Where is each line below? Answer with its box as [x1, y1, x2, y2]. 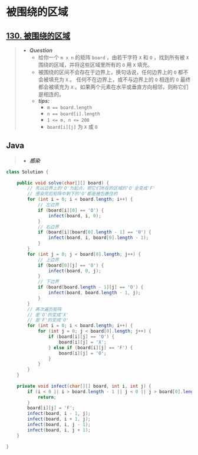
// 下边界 [37, 279, 60, 285]
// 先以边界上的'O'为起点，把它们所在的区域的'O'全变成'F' [27, 186, 156, 191]
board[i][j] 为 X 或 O [47, 123, 98, 130]
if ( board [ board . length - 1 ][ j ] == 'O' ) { [37, 284, 144, 290]
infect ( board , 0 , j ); [48, 268, 101, 274]
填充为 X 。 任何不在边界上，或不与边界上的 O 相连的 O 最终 [48, 76, 191, 83]
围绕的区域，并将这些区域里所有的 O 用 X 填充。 [38, 61, 153, 68]
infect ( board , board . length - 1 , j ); [48, 290, 141, 296]
